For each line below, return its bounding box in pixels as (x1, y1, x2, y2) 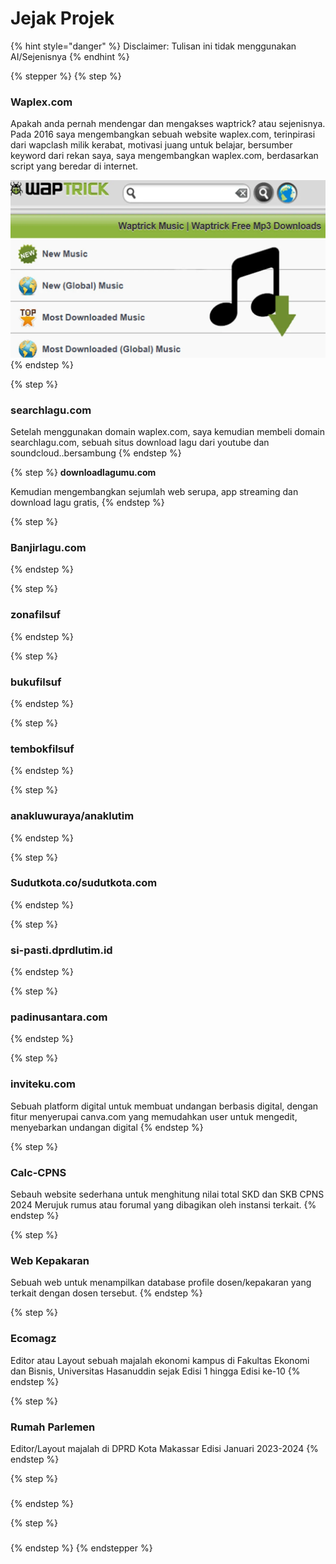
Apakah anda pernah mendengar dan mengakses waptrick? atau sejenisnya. (10, 118, 326, 130)
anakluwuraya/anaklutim (10, 809, 135, 823)
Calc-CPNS (10, 1165, 67, 1179)
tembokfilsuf (10, 742, 75, 756)
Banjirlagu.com (10, 540, 87, 554)
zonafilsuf (10, 608, 62, 622)
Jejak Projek (10, 7, 115, 30)
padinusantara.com (10, 1010, 108, 1024)
